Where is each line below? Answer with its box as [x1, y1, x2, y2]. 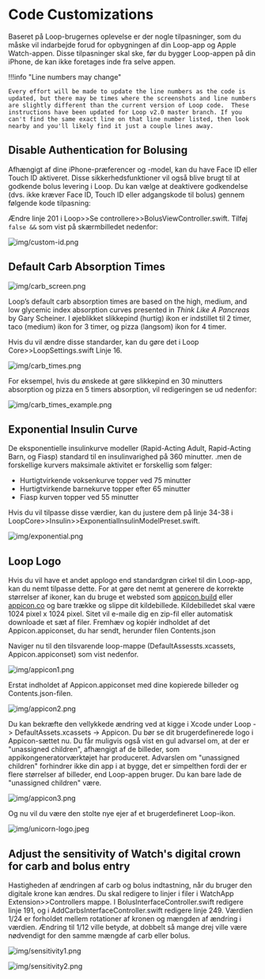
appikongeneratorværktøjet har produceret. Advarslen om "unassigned [8, 753, 240, 762]
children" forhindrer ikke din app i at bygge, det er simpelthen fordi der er [8, 762, 248, 771]
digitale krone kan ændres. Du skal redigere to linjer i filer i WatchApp [8, 889, 235, 898]
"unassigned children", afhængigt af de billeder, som [8, 745, 180, 754]
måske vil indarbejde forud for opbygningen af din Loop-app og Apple [8, 40, 237, 49]
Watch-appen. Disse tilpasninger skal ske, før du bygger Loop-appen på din [8, 48, 256, 58]
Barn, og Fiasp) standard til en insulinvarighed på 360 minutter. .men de [8, 452, 242, 462]
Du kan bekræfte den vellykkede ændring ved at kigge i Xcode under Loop [8, 720, 252, 729]
